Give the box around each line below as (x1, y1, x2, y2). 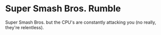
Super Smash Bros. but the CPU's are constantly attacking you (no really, (5, 19, 156, 25)
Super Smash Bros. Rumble (5, 3, 121, 14)
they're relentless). (5, 24, 44, 30)
